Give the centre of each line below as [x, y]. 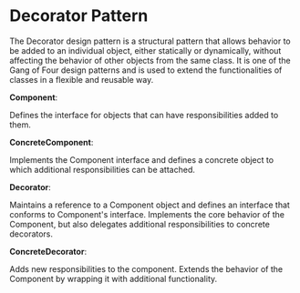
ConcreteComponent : [52, 142]
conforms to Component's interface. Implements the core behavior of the [147, 214]
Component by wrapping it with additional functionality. [114, 278]
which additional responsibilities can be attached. [103, 169]
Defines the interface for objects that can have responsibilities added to [144, 115]
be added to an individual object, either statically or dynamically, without [145, 50]
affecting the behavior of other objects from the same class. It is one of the [150, 60]
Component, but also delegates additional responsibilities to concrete [140, 224]
